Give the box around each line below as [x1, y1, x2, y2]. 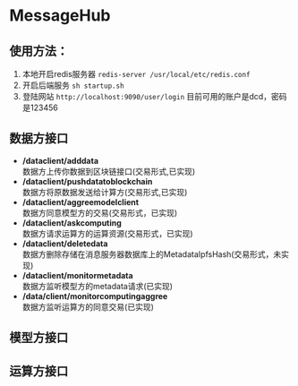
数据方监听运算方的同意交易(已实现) [21, 301, 155, 312]
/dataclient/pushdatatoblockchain [21, 176, 153, 186]
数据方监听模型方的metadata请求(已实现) [21, 280, 173, 291]
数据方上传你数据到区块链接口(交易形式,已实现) [21, 166, 196, 176]
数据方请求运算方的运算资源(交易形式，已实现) [21, 227, 194, 238]
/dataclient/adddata [21, 155, 99, 166]
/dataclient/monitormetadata [21, 270, 133, 280]
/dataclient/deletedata [21, 238, 108, 249]
